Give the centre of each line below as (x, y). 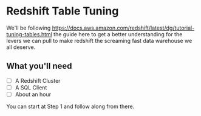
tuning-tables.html (29, 34)
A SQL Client (31, 87)
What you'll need (39, 66)
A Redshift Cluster (38, 80)
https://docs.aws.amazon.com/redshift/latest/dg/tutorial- (123, 28)
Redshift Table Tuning (63, 11)
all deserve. (21, 47)
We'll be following (29, 28)
